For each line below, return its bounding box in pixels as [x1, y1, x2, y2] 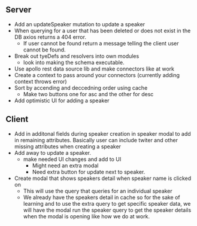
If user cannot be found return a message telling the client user [23, 39, 179, 47]
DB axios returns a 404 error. [14, 33, 86, 41]
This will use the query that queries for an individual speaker [23, 187, 173, 194]
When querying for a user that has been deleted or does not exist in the [14, 27, 191, 34]
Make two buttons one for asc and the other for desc [23, 90, 154, 97]
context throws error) [14, 78, 67, 85]
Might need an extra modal [32, 161, 99, 169]
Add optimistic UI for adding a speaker [14, 97, 110, 104]
